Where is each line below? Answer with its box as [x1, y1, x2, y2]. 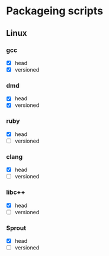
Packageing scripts [6, 4, 104, 18]
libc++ [6, 188, 25, 196]
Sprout [6, 224, 27, 232]
